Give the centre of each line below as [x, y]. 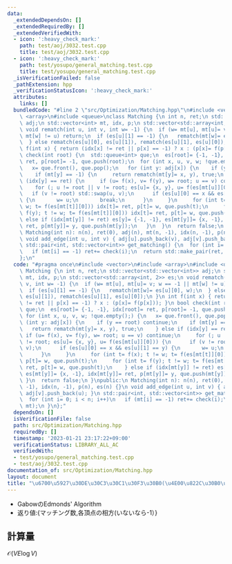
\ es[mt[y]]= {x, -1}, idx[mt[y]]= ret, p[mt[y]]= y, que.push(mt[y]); [125, 374]
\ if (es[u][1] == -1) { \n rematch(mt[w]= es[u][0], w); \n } [116, 290]
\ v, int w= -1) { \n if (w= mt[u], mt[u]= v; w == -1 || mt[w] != [118, 284]
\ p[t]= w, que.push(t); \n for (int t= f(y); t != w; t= [109, 361]
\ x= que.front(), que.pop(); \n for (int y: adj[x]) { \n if [118, 168]
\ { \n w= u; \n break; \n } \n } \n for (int [118, 200]
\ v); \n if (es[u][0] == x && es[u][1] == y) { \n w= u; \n [122, 348]
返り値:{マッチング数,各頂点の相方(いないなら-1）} [87, 512]
